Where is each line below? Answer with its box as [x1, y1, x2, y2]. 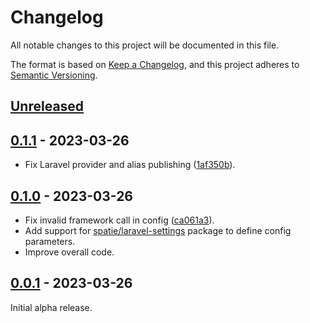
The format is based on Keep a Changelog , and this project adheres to [10, 58, 300, 70]
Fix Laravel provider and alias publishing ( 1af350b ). [24, 159, 236, 171]
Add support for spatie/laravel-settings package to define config [24, 224, 292, 236]
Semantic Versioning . [10, 69, 98, 81]
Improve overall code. [24, 246, 115, 258]
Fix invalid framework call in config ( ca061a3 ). [24, 214, 215, 226]
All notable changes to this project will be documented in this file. [10, 39, 280, 51]
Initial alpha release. [10, 301, 93, 313]
